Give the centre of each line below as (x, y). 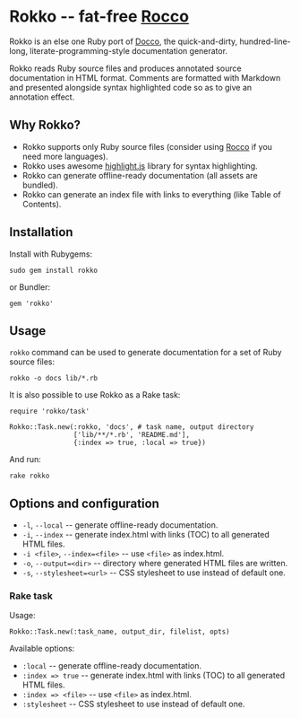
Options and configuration (84, 503)
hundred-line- (265, 41)
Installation (41, 232)
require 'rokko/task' (50, 412)
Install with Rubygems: (51, 254)
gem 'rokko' (31, 303)
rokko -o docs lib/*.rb (54, 379)
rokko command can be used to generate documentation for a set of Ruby (146, 353)
